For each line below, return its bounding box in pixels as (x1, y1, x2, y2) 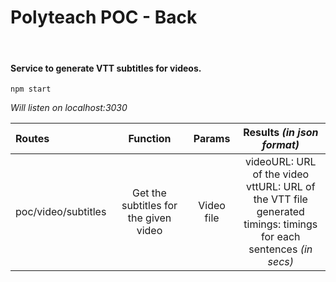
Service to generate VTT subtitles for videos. (10, 62, 202, 74)
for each (261, 230, 301, 244)
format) (261, 138, 300, 152)
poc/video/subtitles (15, 205, 107, 219)
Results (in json (243, 126, 319, 140)
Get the (132, 186, 167, 200)
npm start (10, 84, 52, 95)
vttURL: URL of (245, 180, 316, 194)
